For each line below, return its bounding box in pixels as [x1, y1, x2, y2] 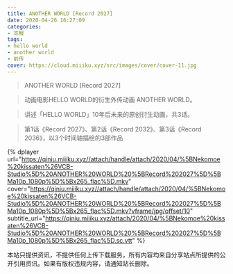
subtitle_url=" [7, 213, 46, 223]
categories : [7, 23, 42, 30]
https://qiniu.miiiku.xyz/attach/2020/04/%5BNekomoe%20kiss [44, 213, 225, 223]
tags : [7, 36, 23, 43]
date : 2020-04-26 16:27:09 [7, 17, 85, 24]
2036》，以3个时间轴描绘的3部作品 [24, 134, 123, 142]
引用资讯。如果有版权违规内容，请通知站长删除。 [12, 259, 153, 268]
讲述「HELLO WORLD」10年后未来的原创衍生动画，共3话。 [24, 110, 194, 118]
